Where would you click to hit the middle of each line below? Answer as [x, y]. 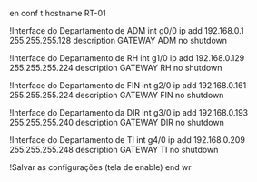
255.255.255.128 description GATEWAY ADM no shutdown [119, 40]
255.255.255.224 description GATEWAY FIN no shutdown [117, 95]
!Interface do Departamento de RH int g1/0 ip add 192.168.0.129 [127, 58]
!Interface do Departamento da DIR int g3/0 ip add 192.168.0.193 [128, 112]
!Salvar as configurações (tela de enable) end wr [101, 167]
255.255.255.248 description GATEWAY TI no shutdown [114, 150]
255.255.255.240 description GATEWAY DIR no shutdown [117, 122]
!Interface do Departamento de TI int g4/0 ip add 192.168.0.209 [127, 140]
